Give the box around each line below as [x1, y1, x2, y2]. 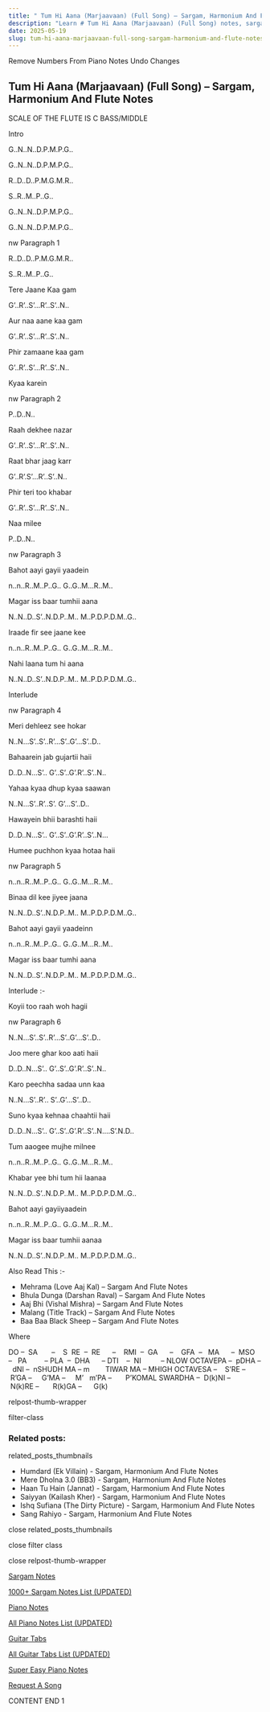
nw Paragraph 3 [8, 550, 62, 560]
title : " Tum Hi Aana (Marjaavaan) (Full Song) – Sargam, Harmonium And [8, 11, 257, 20]
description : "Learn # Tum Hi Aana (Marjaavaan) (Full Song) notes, [8, 19, 243, 27]
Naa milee [8, 519, 42, 528]
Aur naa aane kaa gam [8, 316, 83, 326]
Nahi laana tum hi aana [8, 659, 84, 668]
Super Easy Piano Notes [8, 1665, 88, 1675]
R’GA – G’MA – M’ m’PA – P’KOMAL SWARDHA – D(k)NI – [10, 1373, 231, 1383]
